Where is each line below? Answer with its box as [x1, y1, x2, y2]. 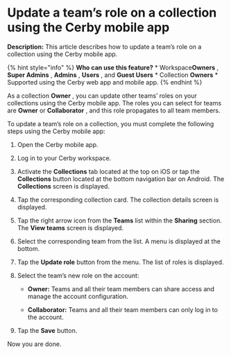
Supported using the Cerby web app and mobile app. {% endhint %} [7, 78, 203, 86]
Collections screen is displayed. [17, 182, 110, 190]
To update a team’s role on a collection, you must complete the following [7, 119, 214, 128]
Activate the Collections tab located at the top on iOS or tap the [17, 167, 200, 175]
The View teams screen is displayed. [17, 223, 123, 232]
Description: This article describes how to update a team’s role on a [7, 42, 202, 51]
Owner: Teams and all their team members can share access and [27, 284, 215, 293]
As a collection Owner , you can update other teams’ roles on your [7, 92, 198, 100]
